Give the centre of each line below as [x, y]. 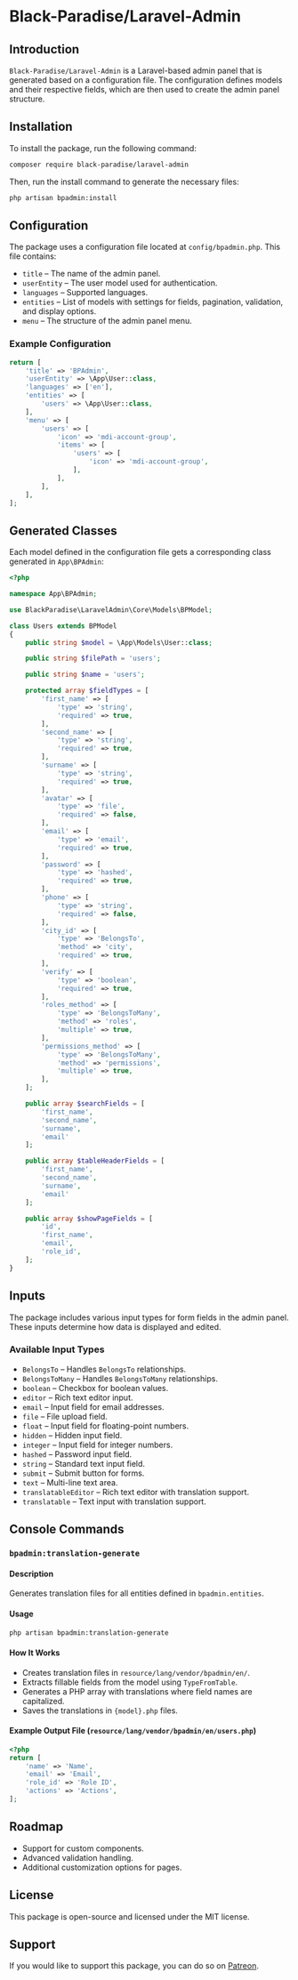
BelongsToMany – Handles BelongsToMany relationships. [120, 1378]
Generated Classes [63, 531]
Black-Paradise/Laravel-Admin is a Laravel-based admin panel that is [136, 70]
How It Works [35, 1653]
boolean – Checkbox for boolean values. [95, 1388]
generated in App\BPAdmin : [56, 561]
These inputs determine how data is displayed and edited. [115, 1326]
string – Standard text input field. [83, 1463]
